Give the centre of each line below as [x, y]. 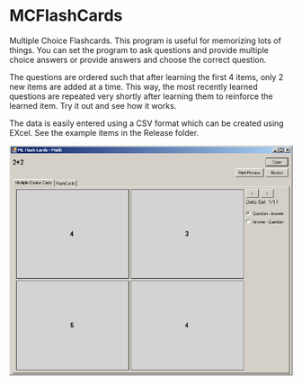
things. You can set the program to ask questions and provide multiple [139, 49]
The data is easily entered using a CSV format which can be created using [147, 123]
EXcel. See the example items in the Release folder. [104, 132]
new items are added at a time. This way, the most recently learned [133, 86]
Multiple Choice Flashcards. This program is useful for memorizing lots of [145, 40]
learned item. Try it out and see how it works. [93, 105]
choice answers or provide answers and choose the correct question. [138, 59]
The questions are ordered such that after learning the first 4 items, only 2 [147, 76]
